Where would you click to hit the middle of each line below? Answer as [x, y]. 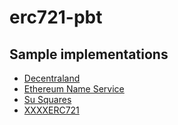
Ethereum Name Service [74, 89]
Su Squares [47, 99]
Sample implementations [89, 54]
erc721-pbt [56, 17]
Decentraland [52, 78]
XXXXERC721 [51, 110]
